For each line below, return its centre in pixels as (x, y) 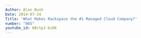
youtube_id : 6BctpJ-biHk (31, 28)
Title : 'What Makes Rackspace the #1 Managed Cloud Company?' (71, 19)
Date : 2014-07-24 (23, 14)
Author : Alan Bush (24, 10)
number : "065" (20, 23)
